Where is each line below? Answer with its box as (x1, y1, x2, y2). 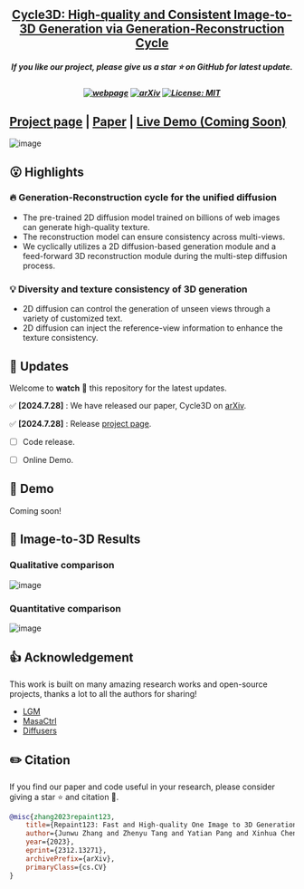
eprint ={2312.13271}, (25, 846, 107, 855)
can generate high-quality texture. (22, 221, 151, 232)
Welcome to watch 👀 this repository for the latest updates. (9, 382, 228, 393)
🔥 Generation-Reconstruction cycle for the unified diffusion (9, 191, 278, 204)
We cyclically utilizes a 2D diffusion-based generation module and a (22, 240, 277, 252)
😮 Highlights (9, 164, 84, 179)
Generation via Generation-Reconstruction (38, 22, 285, 37)
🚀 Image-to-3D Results (9, 532, 141, 547)
